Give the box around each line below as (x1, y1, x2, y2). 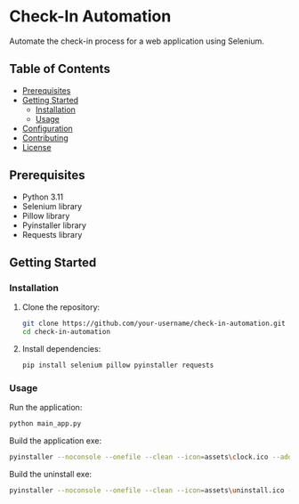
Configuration (21, 123, 73, 134)
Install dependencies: (21, 344, 101, 354)
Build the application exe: (9, 435, 102, 446)
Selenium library (21, 200, 83, 211)
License (21, 142, 52, 152)
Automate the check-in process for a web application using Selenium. (9, 36, 265, 46)
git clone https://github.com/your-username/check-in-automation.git (21, 319, 287, 329)
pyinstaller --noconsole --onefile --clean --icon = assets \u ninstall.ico (9, 485, 285, 495)
